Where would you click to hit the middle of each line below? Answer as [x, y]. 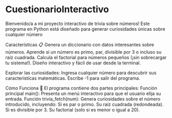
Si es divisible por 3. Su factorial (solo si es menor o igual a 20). [73, 110]
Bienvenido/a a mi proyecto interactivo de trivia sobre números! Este [78, 23]
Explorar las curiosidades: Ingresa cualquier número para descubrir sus [81, 73]
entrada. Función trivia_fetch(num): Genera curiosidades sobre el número [83, 99]
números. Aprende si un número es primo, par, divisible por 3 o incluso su [83, 52]
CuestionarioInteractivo [57, 9]
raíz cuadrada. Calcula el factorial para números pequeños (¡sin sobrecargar [86, 57]
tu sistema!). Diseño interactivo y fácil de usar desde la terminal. [73, 63]
